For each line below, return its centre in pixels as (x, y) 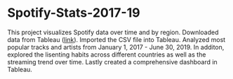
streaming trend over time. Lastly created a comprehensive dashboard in (112, 62)
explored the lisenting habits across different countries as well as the (107, 55)
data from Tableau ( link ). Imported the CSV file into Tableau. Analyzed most (116, 39)
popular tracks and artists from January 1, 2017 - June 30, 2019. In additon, (116, 47)
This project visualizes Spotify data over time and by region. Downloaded (113, 32)
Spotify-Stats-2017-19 (74, 13)
